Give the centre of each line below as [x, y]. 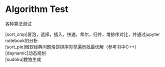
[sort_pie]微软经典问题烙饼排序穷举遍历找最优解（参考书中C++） [72, 46]
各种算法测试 [18, 23]
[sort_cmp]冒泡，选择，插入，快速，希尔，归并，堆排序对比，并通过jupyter [83, 34]
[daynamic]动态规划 [26, 53]
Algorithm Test [37, 9]
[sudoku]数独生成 [23, 59]
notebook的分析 [22, 40]
